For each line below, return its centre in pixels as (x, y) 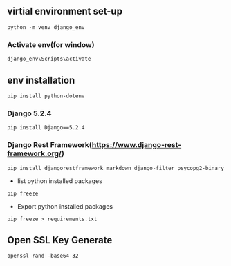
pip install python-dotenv (46, 96)
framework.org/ (35, 153)
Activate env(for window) (51, 44)
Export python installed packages (65, 206)
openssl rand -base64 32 (43, 256)
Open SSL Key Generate (60, 240)
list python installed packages (59, 181)
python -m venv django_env (46, 27)
